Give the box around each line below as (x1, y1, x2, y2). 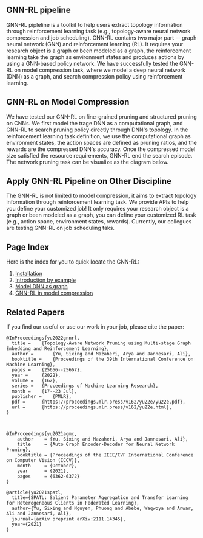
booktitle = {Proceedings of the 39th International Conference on (12, 356, 194, 363)
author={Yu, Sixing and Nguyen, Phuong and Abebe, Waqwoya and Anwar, (12, 505, 194, 512)
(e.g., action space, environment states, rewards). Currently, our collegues (6, 218, 192, 225)
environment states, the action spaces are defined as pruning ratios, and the (6, 139, 197, 146)
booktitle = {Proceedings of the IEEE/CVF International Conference (17, 452, 194, 458)
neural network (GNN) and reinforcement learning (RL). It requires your (6, 40, 184, 47)
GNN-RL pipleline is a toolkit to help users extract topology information (6, 21, 183, 28)
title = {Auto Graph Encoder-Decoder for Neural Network (17, 441, 175, 448)
